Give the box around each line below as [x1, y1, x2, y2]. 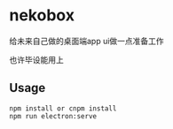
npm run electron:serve [9, 111, 98, 120]
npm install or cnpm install [9, 103, 117, 113]
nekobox [9, 5, 75, 26]
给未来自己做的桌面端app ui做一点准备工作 [9, 35, 164, 46]
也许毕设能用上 [9, 54, 64, 64]
